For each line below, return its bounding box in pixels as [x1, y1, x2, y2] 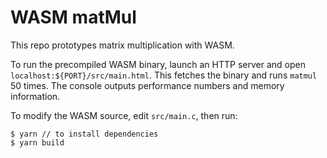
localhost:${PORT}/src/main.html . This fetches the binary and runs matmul [10, 69, 318, 81]
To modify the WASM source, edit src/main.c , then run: [10, 109, 238, 121]
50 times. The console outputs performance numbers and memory [10, 79, 285, 91]
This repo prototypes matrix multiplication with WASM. [10, 39, 235, 51]
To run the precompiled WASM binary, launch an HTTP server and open [10, 58, 306, 70]
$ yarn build [10, 137, 65, 148]
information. [10, 90, 61, 102]
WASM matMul [10, 6, 137, 29]
